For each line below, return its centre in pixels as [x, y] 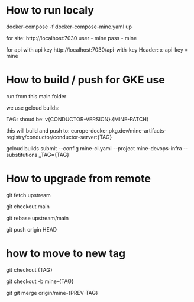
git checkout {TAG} [29, 269]
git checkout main [28, 206]
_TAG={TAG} [54, 155]
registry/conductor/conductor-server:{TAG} [59, 137]
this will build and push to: [38, 130]
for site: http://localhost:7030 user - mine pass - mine [72, 38]
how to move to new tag [66, 253]
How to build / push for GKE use [86, 80]
